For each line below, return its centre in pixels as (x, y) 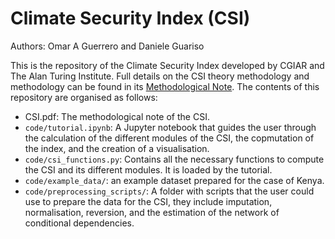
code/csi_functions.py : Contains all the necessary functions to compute (174, 159)
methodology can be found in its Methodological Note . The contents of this (165, 86)
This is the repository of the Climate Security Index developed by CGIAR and (167, 65)
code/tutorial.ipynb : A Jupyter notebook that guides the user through (170, 127)
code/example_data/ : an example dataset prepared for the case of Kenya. (174, 180)
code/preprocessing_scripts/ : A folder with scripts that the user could (169, 191)
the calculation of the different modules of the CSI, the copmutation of (169, 138)
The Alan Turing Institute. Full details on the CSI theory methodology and (160, 76)
